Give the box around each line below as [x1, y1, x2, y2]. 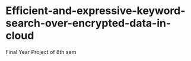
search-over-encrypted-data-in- [5, 16, 171, 30]
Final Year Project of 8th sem [5, 48, 77, 55]
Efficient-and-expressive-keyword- [5, 4, 186, 18]
